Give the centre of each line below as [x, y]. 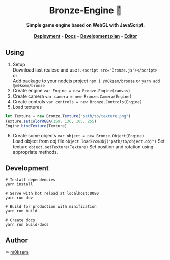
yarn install [19, 184]
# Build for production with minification [51, 206]
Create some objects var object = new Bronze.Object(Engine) [78, 135]
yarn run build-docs [27, 224]
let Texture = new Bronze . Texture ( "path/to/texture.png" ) [68, 116]
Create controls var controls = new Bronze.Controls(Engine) [77, 102]
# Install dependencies [31, 180]
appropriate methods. [35, 152]
